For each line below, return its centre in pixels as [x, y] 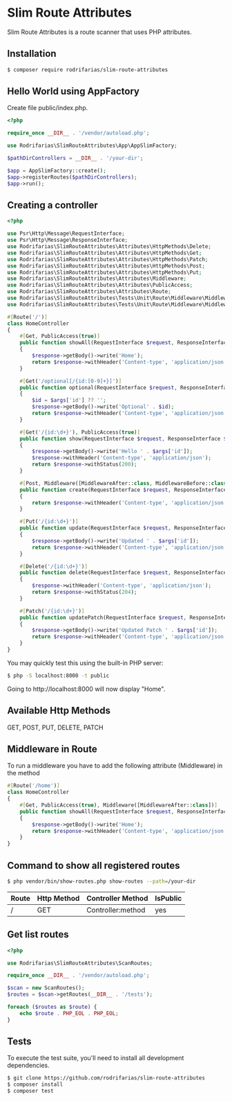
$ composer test [30, 1091]
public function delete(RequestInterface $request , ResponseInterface [123, 573]
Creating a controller [52, 205]
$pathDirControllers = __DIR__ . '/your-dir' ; [75, 158]
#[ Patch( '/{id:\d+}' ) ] [52, 611]
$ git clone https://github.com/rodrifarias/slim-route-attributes [106, 1078]
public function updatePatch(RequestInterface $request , [103, 617]
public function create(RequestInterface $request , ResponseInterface [123, 490]
